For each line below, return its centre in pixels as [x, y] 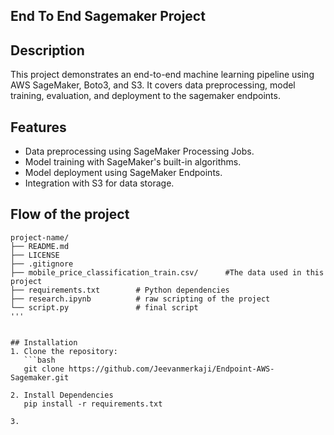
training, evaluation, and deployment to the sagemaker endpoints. [145, 96]
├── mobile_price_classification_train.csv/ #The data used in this [167, 272]
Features [38, 127]
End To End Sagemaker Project [108, 16]
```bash [39, 360]
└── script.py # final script [104, 307]
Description [47, 50]
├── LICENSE [35, 255]
